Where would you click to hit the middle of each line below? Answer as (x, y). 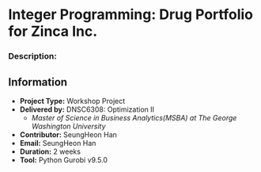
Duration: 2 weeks (50, 151)
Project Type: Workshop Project (72, 101)
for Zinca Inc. (53, 31)
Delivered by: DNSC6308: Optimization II (87, 109)
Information (38, 82)
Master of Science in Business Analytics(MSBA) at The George (134, 117)
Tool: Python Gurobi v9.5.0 (64, 159)
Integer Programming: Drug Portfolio (130, 15)
